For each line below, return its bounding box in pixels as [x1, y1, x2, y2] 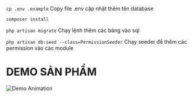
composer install [6, 17, 49, 22]
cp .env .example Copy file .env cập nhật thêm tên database [6, 5, 154, 12]
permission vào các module [6, 44, 74, 51]
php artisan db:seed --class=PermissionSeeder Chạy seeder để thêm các [6, 38, 188, 45]
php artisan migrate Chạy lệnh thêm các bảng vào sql [6, 27, 140, 34]
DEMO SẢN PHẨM [6, 65, 97, 79]
